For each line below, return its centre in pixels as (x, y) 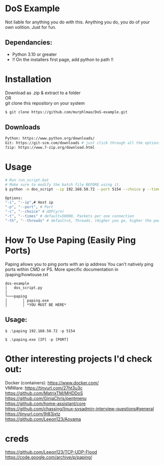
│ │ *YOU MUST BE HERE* (36, 305)
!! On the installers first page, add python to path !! (63, 60)
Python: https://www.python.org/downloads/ (50, 139)
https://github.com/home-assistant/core (45, 404)
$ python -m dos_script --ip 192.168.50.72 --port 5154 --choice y (75, 189)
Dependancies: (29, 43)
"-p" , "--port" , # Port (29, 207)
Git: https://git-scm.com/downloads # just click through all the (74, 143)
